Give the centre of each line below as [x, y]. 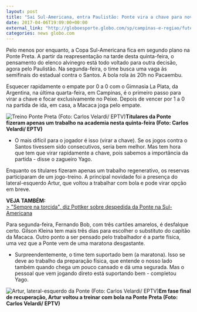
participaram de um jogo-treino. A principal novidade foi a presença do [92, 177]
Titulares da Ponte [148, 117]
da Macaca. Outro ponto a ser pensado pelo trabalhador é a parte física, [93, 237]
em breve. [18, 189]
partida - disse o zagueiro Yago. [53, 159]
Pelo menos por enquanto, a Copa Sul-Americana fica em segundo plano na [98, 50]
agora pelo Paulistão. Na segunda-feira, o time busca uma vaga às [86, 69]
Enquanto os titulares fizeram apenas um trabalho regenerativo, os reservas [98, 170]
